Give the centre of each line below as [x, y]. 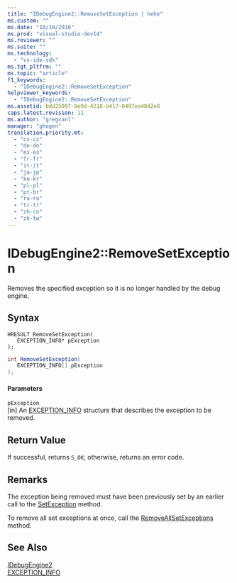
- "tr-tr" [28, 205]
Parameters [25, 388]
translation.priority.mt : [45, 133]
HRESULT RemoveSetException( [50, 334]
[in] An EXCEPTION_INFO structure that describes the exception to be [109, 410]
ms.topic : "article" [38, 73]
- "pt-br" [28, 192]
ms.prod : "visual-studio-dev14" [55, 34]
